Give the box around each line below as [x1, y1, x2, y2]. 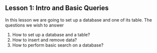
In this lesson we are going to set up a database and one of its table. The [5, 17, 152, 23]
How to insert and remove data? [12, 37, 77, 43]
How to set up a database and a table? [12, 31, 90, 37]
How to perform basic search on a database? [12, 42, 104, 48]
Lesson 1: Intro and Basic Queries [5, 4, 109, 12]
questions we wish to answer [5, 22, 64, 28]
